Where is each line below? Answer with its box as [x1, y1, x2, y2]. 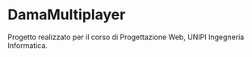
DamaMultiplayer [7, 6, 126, 24]
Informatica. [7, 40, 48, 50]
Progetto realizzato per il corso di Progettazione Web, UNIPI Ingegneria [7, 32, 245, 42]
